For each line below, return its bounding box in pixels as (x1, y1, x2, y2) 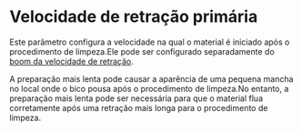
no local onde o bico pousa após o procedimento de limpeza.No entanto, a (9, 83, 289, 94)
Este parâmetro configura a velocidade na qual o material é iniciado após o (9, 36, 290, 47)
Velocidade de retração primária (9, 6, 258, 27)
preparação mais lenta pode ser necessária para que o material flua (9, 93, 264, 104)
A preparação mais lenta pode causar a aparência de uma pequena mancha (9, 73, 294, 84)
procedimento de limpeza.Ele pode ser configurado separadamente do (9, 46, 275, 56)
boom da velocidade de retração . (9, 56, 134, 66)
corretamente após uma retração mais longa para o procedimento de (9, 102, 268, 113)
